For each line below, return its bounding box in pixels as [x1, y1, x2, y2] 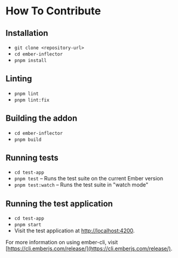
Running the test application [5, 198, 113, 208]
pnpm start [14, 222, 42, 228]
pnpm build [14, 136, 42, 143]
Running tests [5, 153, 59, 163]
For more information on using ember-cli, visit [5, 239, 118, 246]
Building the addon [5, 113, 78, 124]
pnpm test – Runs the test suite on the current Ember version [14, 175, 164, 182]
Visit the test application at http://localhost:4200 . [14, 227, 135, 234]
